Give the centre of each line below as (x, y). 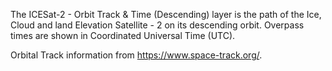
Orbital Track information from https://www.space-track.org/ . (136, 55)
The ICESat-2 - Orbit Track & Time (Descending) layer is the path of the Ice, (166, 14)
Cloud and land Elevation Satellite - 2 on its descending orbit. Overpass (157, 25)
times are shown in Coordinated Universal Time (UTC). (123, 35)
